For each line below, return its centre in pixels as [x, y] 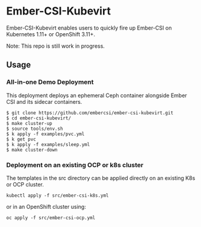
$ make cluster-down [32, 150]
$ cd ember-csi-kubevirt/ [39, 118]
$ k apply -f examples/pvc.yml [45, 134]
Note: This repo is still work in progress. [56, 46]
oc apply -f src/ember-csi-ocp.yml [51, 218]
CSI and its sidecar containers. [44, 101]
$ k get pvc [21, 139]
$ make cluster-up [29, 123]
